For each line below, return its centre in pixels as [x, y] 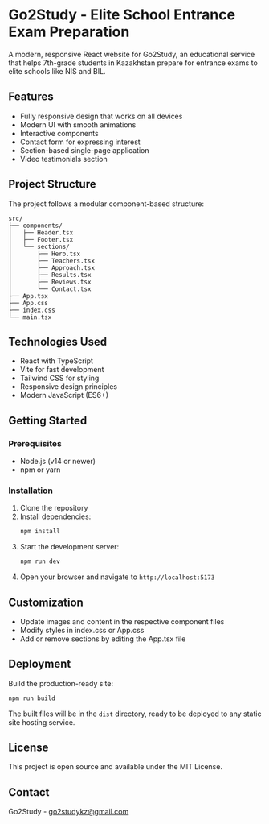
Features [31, 97]
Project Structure [52, 184]
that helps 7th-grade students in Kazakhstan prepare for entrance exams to [133, 63]
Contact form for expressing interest [80, 142]
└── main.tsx [30, 317]
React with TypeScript [57, 361]
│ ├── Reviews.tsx [50, 282]
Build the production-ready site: [61, 683]
